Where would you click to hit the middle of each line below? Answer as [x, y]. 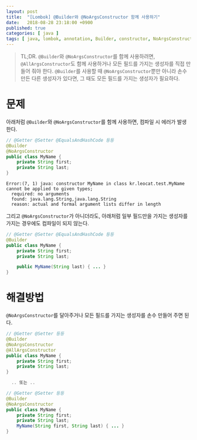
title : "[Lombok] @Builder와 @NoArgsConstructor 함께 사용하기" [83, 17]
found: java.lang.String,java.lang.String [64, 199]
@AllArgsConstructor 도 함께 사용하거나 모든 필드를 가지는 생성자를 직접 [102, 64]
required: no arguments [40, 194]
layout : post [22, 11]
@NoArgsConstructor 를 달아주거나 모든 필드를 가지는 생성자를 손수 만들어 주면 [95, 315]
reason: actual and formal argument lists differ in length [86, 204]
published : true [26, 28]
